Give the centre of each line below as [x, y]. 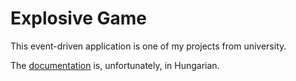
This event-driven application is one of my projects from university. [148, 46]
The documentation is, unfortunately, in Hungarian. [115, 65]
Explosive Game [79, 18]
